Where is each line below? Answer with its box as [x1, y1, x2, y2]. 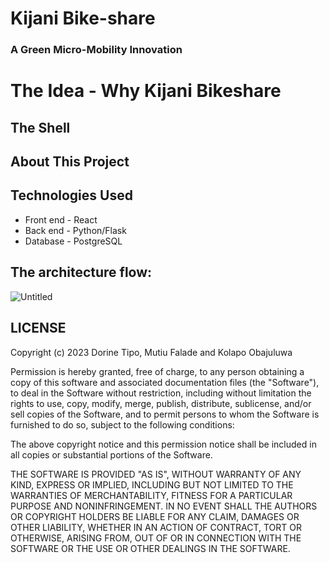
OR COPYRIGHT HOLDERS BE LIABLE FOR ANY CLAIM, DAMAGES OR [10, 510, 300, 522]
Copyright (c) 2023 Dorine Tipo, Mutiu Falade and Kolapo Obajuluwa [10, 346, 293, 358]
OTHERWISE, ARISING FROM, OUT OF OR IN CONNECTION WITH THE [10, 532, 302, 544]
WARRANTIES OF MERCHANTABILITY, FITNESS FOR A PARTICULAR [10, 489, 293, 501]
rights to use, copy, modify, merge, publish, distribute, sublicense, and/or [10, 397, 312, 409]
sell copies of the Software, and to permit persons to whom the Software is [10, 408, 320, 420]
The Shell [10, 119, 71, 136]
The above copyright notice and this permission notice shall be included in [10, 438, 317, 450]
